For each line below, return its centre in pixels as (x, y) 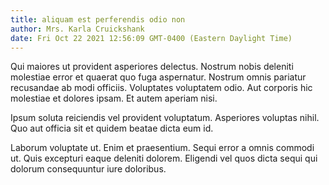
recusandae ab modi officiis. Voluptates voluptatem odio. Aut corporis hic (161, 88)
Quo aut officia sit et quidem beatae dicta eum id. (112, 128)
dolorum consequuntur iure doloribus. (88, 169)
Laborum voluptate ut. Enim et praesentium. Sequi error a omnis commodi (162, 148)
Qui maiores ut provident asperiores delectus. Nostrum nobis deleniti (152, 67)
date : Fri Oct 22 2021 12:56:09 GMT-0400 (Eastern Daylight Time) (151, 38)
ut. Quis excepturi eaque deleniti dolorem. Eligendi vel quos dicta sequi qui (164, 158)
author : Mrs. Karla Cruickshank (77, 29)
